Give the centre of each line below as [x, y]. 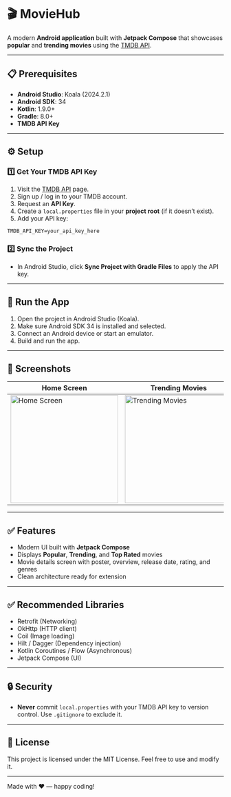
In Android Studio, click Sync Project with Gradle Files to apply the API [118, 266]
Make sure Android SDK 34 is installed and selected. [91, 326]
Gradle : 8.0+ [35, 116]
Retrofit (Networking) [47, 621]
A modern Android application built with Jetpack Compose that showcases [115, 38]
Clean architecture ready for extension [72, 576]
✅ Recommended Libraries [66, 605]
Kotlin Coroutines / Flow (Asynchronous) [75, 650]
